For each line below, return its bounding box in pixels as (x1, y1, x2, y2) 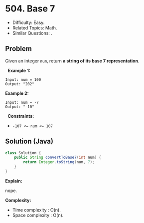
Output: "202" (5, 81, 35, 86)
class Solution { (5, 150, 41, 155)
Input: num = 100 (5, 77, 41, 82)
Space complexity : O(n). (12, 212, 64, 218)
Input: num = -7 (5, 100, 39, 105)
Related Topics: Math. (12, 24, 57, 30)
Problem (5, 44, 32, 53)
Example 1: (7, 67, 31, 73)
